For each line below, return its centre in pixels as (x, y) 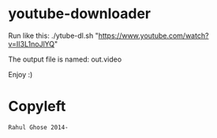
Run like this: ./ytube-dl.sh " (53, 35)
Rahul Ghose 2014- (38, 127)
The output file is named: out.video (65, 59)
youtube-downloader (80, 14)
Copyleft (37, 106)
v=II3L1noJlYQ (32, 43)
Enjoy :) (21, 74)
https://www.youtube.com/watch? (153, 35)
